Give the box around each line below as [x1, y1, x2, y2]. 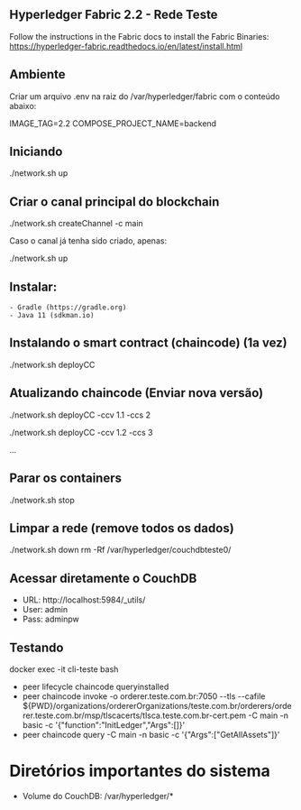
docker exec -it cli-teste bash [9, 663, 119, 675]
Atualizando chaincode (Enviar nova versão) [9, 385, 264, 400]
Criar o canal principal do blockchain [9, 194, 220, 209]
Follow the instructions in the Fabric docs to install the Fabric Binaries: [9, 31, 269, 41]
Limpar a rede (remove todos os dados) [9, 520, 234, 536]
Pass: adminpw [22, 613, 79, 625]
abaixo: [9, 100, 37, 111]
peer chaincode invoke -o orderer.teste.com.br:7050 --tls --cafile [22, 690, 266, 702]
